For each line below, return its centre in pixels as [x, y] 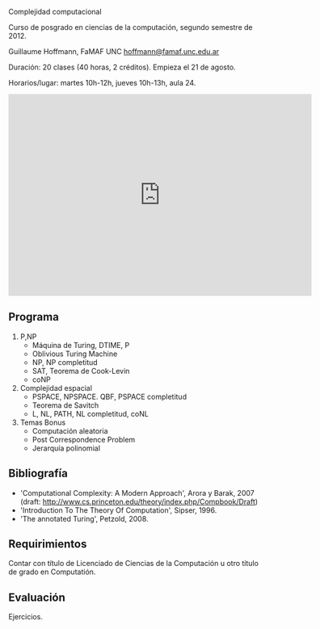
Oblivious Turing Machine [75, 354]
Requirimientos [48, 544]
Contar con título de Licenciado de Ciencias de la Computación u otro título [133, 564]
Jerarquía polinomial [66, 448]
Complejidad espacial [56, 388]
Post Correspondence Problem [84, 439]
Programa [34, 317]
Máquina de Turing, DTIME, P [81, 345]
